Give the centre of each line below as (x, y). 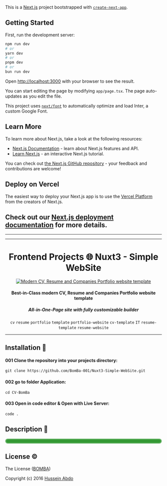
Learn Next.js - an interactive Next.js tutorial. (58, 153)
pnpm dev (14, 62)
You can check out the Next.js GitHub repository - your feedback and (76, 163)
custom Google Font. (27, 111)
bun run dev (17, 72)
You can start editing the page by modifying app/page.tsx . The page (75, 91)
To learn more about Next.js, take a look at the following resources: (74, 138)
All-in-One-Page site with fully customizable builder (83, 309)
